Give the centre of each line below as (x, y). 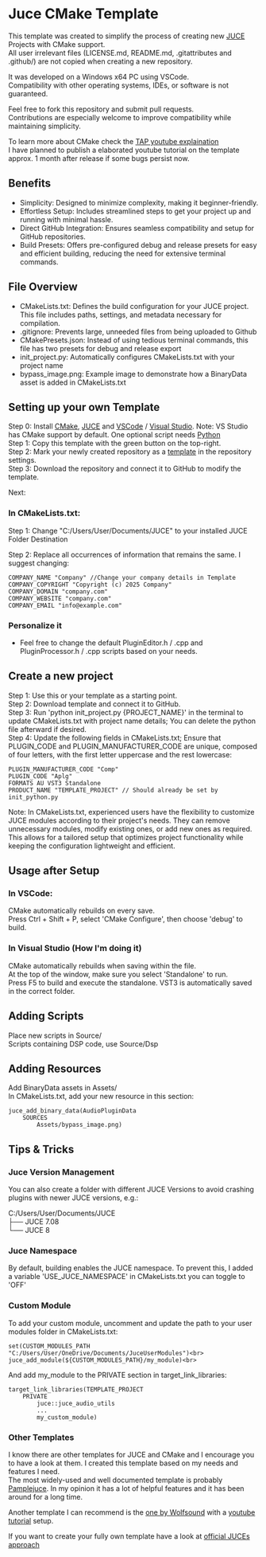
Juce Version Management (62, 1172)
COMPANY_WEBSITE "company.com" (60, 598)
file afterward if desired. (48, 729)
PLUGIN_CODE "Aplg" (40, 776)
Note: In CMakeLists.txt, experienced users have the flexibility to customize (131, 812)
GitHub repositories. (52, 237)
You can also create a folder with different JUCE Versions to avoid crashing (131, 1189)
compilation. (40, 323)
